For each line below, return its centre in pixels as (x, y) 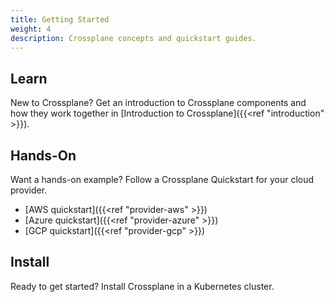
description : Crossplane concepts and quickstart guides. (133, 38)
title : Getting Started (60, 19)
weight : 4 (31, 29)
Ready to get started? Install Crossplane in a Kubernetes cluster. (142, 286)
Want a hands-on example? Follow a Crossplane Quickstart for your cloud (162, 179)
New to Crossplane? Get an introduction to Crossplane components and (158, 103)
